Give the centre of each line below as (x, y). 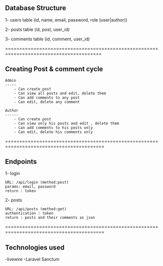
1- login (13, 173)
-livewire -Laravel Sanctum (32, 259)
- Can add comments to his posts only (53, 128)
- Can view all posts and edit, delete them (60, 93)
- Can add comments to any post (47, 98)
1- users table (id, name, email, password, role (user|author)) (66, 20)
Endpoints (21, 162)
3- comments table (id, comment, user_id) (47, 39)
